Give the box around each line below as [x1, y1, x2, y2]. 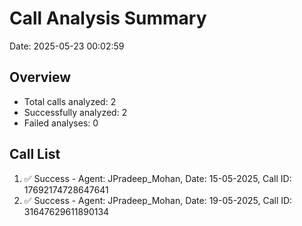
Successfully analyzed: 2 [23, 106, 128, 118]
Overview [9, 69, 72, 86]
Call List [9, 146, 61, 163]
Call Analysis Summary [9, 7, 207, 30]
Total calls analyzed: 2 [23, 95, 117, 107]
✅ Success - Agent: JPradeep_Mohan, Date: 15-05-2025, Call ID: [23, 172, 292, 184]
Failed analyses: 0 [23, 117, 99, 129]
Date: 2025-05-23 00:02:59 [9, 40, 125, 52]
